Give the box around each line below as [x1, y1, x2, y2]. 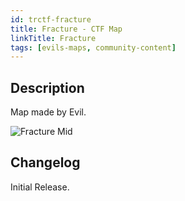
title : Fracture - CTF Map [10, 24, 123, 34]
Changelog [10, 154, 81, 171]
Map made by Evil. [10, 106, 87, 118]
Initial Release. [10, 181, 70, 193]
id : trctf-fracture [10, 14, 92, 25]
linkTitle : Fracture [10, 33, 97, 43]
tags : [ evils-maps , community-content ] [10, 42, 177, 53]
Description [10, 79, 85, 96]
